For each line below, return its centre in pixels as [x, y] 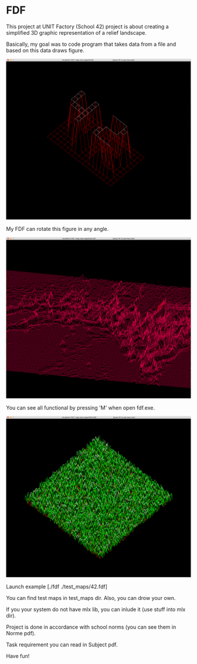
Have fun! [18, 656]
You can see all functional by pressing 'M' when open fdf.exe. [81, 408]
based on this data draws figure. [45, 50]
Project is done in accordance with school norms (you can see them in [91, 627]
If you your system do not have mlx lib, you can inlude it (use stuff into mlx [96, 609]
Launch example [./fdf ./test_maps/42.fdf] [57, 587]
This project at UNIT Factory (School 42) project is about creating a [87, 26]
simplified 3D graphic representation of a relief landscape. [76, 32]
